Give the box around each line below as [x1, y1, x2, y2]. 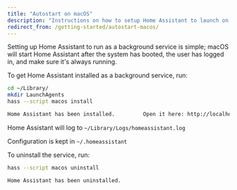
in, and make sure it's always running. [7, 58, 118, 66]
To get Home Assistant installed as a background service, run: [7, 71, 188, 80]
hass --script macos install [7, 98, 93, 106]
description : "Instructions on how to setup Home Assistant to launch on [7, 17, 229, 24]
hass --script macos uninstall [7, 164, 99, 171]
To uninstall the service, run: [7, 151, 90, 159]
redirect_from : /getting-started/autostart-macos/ [7, 23, 159, 30]
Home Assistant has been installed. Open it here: [7, 110, 185, 118]
